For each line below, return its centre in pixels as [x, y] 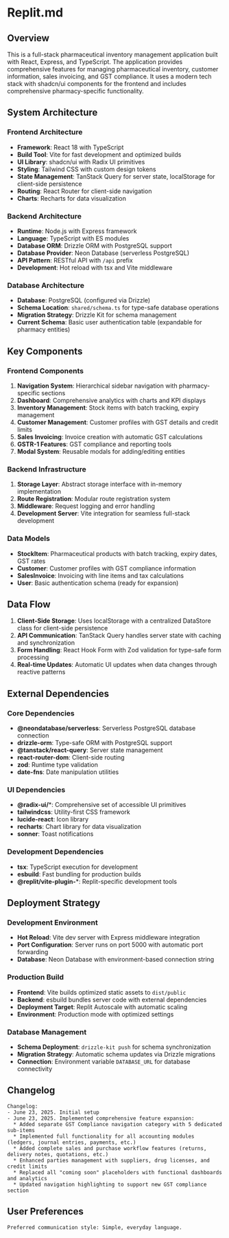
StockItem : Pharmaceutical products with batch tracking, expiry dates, [117, 553]
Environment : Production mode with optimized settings [95, 1014]
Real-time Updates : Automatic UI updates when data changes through [117, 665]
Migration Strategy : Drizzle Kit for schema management [97, 315]
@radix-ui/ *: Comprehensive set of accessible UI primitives [101, 805]
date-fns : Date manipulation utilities [68, 772]
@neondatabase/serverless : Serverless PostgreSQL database [106, 728]
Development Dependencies [56, 852]
